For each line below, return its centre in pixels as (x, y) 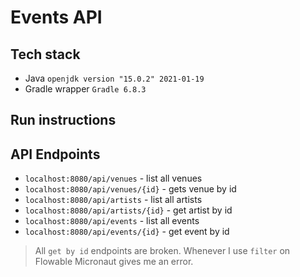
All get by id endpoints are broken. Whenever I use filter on (162, 251)
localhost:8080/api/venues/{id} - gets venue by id (130, 189)
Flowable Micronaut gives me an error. (114, 262)
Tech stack (45, 54)
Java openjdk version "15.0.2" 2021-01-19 (114, 78)
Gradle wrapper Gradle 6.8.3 (85, 89)
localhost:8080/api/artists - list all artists (113, 200)
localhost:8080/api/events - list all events (112, 221)
